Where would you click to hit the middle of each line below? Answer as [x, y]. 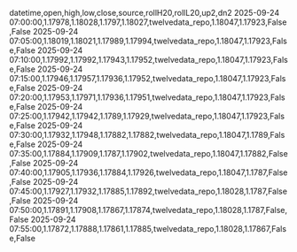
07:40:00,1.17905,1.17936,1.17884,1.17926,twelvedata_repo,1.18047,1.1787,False [148, 172]
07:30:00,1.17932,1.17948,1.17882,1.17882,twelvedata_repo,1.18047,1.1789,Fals [147, 135]
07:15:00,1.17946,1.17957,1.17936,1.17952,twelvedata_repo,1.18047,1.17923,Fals [148, 78]
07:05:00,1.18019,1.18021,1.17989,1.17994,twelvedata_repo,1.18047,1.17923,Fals [148, 41]
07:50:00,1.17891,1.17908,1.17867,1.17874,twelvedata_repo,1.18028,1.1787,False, [148, 210]
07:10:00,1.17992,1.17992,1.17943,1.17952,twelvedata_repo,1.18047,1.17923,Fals [148, 60]
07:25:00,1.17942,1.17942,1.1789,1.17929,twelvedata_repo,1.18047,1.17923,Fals [147, 116]
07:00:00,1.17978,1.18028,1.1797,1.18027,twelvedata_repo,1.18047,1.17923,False [148, 22]
